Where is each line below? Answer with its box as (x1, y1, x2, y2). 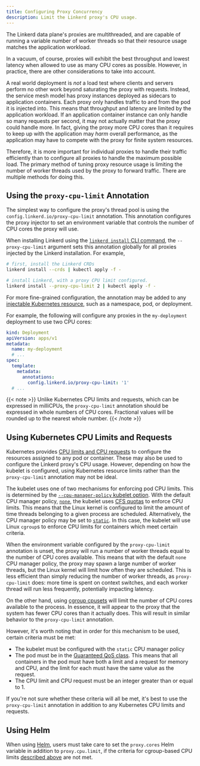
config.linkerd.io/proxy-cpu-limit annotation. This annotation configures (6, 213, 191, 220)
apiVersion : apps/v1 (6, 335, 58, 341)
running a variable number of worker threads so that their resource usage (6, 37, 187, 44)
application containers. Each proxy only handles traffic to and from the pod (6, 98, 190, 105)
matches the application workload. (6, 43, 91, 51)
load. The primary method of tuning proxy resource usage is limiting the (6, 161, 183, 168)
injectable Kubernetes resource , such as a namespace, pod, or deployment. (6, 300, 193, 307)
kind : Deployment (6, 330, 50, 336)
